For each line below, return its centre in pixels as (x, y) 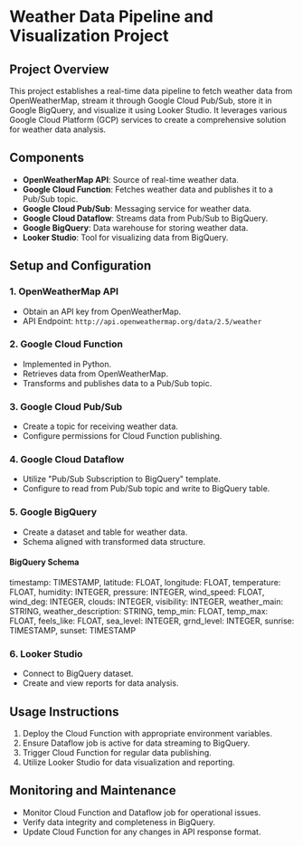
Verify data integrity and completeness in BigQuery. (118, 822)
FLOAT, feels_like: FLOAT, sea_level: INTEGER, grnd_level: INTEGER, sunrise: (152, 621)
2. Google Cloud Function (66, 344)
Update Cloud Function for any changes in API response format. (142, 832)
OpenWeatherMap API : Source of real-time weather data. (131, 179)
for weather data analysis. (58, 129)
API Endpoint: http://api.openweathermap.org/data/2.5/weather (142, 321)
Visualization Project (89, 36)
